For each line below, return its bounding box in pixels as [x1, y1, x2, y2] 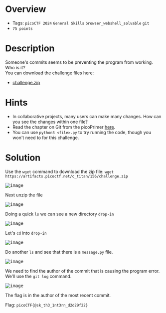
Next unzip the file [5, 192, 43, 198]
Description [5, 43, 55, 54]
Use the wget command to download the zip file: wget [5, 168, 114, 174]
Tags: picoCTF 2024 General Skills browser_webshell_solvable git [12, 20, 150, 26]
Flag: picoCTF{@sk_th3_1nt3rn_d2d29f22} [5, 302, 88, 308]
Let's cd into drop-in [5, 230, 47, 236]
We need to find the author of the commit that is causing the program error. [5, 268, 160, 274]
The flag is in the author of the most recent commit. [5, 292, 111, 298]
